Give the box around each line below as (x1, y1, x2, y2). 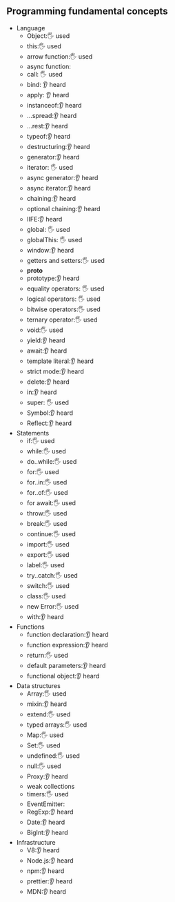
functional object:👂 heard (26, 671, 100, 680)
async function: (26, 62, 72, 70)
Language (16, 23, 45, 32)
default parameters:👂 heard (26, 661, 106, 669)
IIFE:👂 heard (26, 215, 63, 223)
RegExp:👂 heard (26, 807, 74, 816)
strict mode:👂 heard (26, 367, 84, 375)
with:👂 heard (26, 612, 64, 620)
